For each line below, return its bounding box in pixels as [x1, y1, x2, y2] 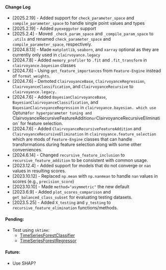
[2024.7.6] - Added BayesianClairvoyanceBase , [12, 94, 108, 100]
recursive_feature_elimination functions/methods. [12, 205, 118, 211]
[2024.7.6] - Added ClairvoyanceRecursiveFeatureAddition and [12, 126, 141, 132]
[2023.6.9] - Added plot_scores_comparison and [12, 189, 111, 195]
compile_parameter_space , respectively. [12, 41, 93, 47]
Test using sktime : [12, 227, 50, 233]
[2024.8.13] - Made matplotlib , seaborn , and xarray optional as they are [12, 47, 159, 53]
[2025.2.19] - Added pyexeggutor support [12, 25, 97, 32]
